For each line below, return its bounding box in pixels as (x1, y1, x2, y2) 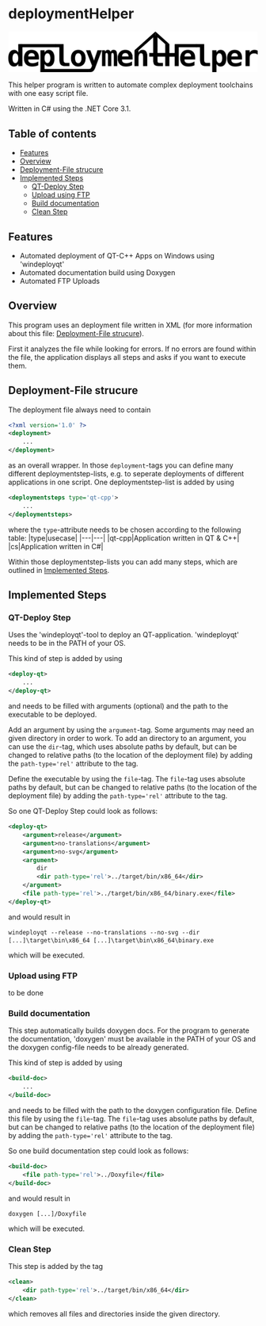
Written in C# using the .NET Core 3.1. (8, 104, 131, 113)
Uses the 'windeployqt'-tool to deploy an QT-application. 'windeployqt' (8, 630, 240, 640)
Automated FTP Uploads (19, 276, 101, 285)
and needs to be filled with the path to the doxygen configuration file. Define (8, 1106, 257, 1115)
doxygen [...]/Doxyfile (8, 1209, 87, 1217)
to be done (8, 988, 44, 998)
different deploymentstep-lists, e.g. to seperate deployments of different (8, 469, 245, 479)
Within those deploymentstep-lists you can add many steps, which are (8, 556, 237, 567)
